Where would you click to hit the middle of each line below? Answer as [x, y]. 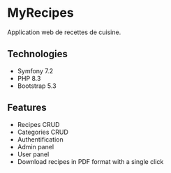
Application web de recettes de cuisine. [64, 32]
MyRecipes [41, 13]
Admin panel [36, 146]
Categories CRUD [43, 132]
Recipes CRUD [38, 124]
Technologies [38, 54]
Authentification [40, 139]
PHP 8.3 [29, 78]
